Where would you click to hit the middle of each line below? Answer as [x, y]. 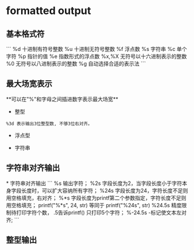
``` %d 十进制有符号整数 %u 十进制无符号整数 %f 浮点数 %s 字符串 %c [91, 49]
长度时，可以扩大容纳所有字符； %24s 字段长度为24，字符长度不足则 [105, 190]
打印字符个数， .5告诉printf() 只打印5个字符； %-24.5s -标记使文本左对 [101, 213]
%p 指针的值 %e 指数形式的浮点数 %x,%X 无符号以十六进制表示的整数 [102, 56]
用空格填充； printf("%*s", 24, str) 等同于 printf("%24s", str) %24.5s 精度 [94, 205]
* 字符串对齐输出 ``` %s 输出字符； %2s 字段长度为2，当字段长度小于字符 [94, 183]
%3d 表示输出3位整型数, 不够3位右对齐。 [49, 124]
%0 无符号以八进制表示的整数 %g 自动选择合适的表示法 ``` [76, 64]
